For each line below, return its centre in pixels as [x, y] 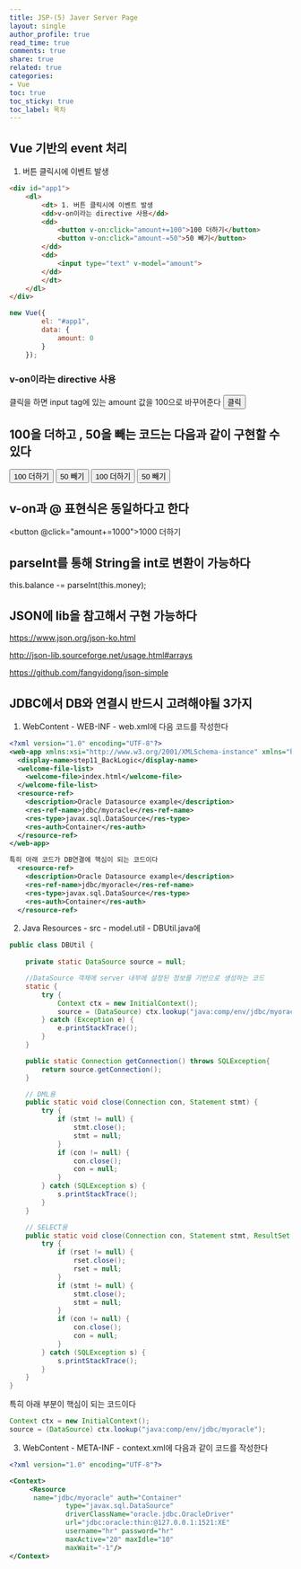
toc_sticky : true [42, 101]
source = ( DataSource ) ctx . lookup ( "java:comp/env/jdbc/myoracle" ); [138, 1430]
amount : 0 [75, 338]
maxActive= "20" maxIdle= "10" [120, 1539]
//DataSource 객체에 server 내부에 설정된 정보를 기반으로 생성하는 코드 [145, 978]
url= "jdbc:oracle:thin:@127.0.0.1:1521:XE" [148, 1523]
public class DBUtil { [52, 945]
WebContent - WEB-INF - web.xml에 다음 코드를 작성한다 [125, 726]
